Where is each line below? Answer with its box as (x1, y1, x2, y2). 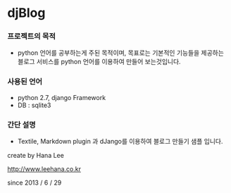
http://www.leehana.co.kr (7, 165, 81, 173)
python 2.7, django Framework (17, 93, 106, 101)
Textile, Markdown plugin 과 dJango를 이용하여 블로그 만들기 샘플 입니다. (17, 137, 223, 146)
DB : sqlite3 (17, 101, 51, 109)
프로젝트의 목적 (7, 32, 56, 42)
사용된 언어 (7, 77, 43, 87)
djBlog (7, 5, 46, 21)
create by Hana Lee (7, 151, 65, 160)
